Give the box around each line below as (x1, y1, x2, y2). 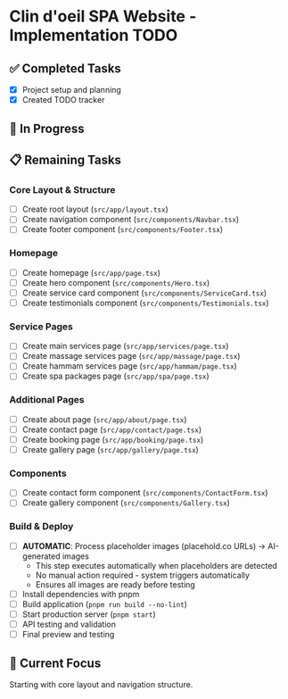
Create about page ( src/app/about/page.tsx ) (21, 413, 187, 425)
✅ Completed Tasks (9, 61, 122, 76)
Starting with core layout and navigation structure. (9, 678, 193, 689)
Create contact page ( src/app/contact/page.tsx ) (21, 424, 202, 435)
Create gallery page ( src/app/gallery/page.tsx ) (21, 444, 199, 454)
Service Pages (9, 320, 73, 332)
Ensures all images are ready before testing (35, 578, 196, 590)
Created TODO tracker (21, 95, 105, 105)
